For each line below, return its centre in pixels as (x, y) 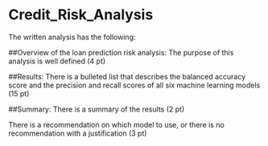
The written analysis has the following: (72, 37)
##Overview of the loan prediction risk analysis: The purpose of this (121, 52)
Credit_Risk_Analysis (81, 15)
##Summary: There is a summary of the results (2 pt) (97, 109)
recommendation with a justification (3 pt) (78, 133)
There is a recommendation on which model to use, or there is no (117, 124)
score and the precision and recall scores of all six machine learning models (134, 85)
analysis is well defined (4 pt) (57, 61)
